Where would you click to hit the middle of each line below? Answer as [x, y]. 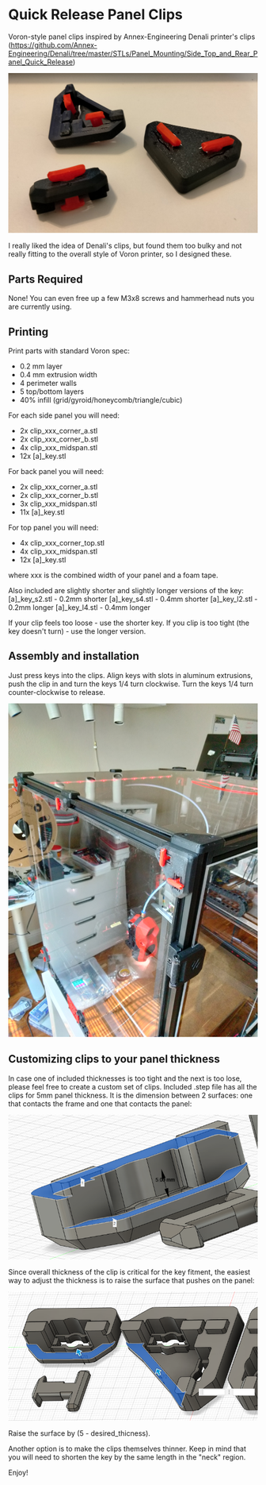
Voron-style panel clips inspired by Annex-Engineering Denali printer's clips [132, 37]
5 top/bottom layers [52, 391]
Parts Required [46, 279]
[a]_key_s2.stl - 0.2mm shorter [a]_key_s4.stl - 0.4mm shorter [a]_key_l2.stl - [133, 599]
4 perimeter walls [48, 383]
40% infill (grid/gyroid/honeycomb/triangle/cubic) [101, 399]
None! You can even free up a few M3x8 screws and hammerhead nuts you [131, 299]
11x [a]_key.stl [42, 512]
